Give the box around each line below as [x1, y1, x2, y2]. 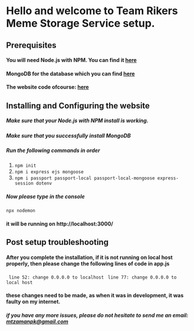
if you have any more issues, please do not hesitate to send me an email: [6, 312, 189, 319]
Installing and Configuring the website [6, 100, 150, 110]
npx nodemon [6, 208, 35, 214]
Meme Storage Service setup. [6, 17, 155, 30]
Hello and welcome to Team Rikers [6, 4, 178, 18]
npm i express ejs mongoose [14, 169, 84, 175]
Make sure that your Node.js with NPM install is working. [6, 117, 149, 124]
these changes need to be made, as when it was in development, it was [6, 292, 184, 299]
